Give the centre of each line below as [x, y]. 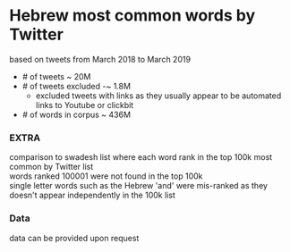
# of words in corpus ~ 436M [77, 114]
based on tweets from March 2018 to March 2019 [100, 59]
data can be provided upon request [74, 238]
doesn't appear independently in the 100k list [93, 195]
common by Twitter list [51, 167]
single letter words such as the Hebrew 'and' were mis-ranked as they [139, 186]
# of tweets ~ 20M [56, 76]
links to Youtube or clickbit [85, 105]
